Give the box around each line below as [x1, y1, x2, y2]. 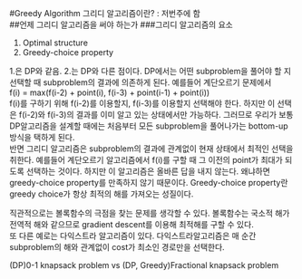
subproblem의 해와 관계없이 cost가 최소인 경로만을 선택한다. [9, 242, 225, 252]
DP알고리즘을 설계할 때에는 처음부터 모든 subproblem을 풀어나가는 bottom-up [9, 120, 288, 131]
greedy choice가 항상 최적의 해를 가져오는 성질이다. [9, 188, 194, 199]
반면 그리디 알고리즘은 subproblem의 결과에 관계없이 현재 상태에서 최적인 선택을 [9, 143, 294, 154]
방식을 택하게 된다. [9, 132, 75, 142]
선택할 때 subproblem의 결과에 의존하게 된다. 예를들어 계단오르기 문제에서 [9, 77, 272, 88]
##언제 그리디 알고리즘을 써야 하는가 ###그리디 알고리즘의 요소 [9, 19, 233, 30]
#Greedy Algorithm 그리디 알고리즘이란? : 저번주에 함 [9, 8, 201, 18]
